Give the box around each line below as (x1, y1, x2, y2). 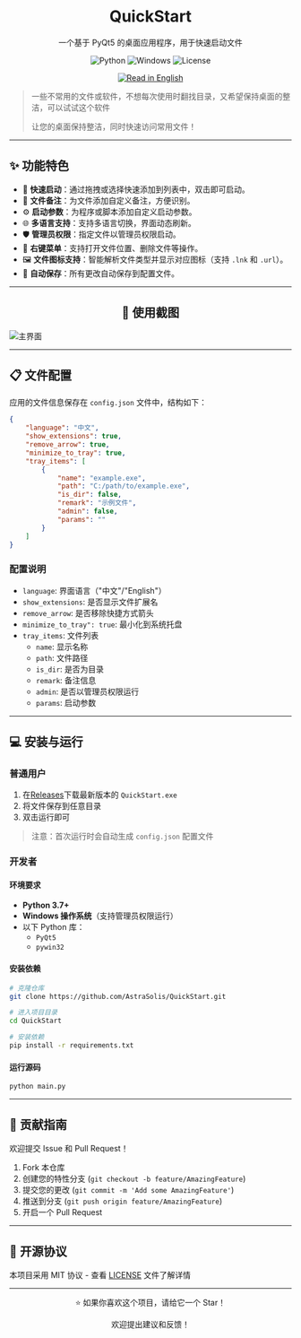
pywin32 (35, 943, 64, 952)
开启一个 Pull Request (21, 1206, 103, 1217)
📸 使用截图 (121, 305, 180, 320)
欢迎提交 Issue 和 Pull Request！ (9, 1143, 129, 1153)
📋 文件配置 (9, 368, 73, 383)
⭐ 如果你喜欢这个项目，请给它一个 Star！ (74, 1297, 227, 1308)
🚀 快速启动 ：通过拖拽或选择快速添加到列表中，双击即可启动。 (21, 184, 250, 195)
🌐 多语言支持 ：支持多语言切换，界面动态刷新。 (21, 217, 196, 228)
